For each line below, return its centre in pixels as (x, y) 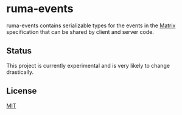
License (22, 91)
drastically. (20, 72)
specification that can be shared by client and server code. (80, 31)
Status (19, 51)
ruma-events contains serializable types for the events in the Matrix (91, 25)
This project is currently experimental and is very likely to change (88, 65)
